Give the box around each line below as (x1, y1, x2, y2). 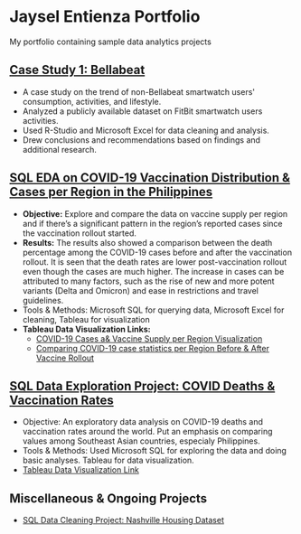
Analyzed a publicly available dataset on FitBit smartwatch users (22, 106, 263, 117)
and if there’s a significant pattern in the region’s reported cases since (22, 218, 283, 229)
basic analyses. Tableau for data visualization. (22, 454, 194, 466)
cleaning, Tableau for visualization (22, 314, 151, 324)
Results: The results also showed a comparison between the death (22, 237, 273, 248)
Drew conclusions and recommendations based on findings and (22, 134, 260, 145)
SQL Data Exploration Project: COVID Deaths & (9, 378, 276, 394)
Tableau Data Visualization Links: (22, 323, 151, 334)
